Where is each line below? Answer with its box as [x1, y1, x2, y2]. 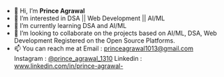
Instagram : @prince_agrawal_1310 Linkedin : [13, 55, 142, 62]
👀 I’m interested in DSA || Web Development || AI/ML [13, 14, 165, 22]
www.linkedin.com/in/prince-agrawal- [13, 62, 124, 70]
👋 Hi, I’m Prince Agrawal [13, 7, 85, 15]
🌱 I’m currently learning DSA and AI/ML [13, 22, 127, 29]
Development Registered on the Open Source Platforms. [13, 36, 176, 45]
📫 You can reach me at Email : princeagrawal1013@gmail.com [13, 44, 194, 52]
